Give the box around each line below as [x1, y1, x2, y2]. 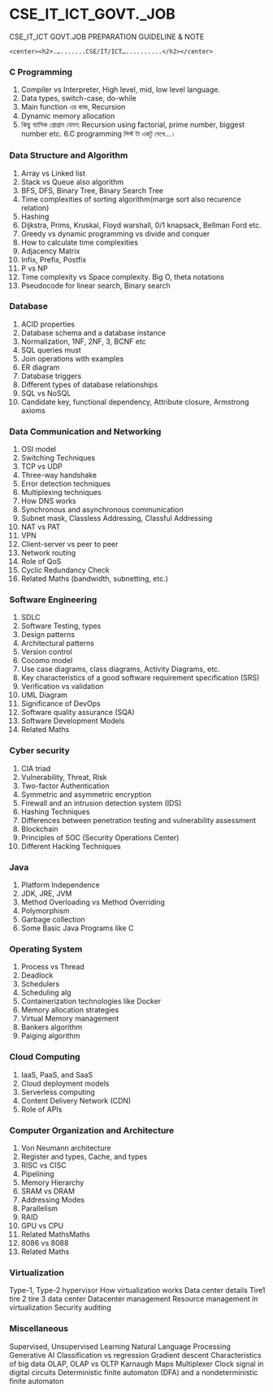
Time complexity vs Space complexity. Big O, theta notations [20, 271, 224, 281]
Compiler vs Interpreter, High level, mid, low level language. [20, 85, 220, 94]
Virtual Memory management [20, 1013, 119, 1024]
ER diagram [20, 362, 60, 372]
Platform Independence [20, 880, 101, 890]
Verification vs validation [20, 682, 104, 692]
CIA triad [20, 763, 51, 773]
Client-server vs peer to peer [20, 540, 119, 549]
